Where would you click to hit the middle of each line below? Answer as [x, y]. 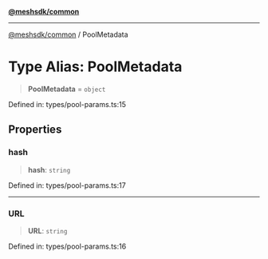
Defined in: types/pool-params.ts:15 [67, 104]
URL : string [47, 230]
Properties [35, 130]
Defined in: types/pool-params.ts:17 [67, 185]
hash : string [49, 169]
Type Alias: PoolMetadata [95, 67]
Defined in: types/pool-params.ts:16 [67, 246]
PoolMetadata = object [67, 89]
